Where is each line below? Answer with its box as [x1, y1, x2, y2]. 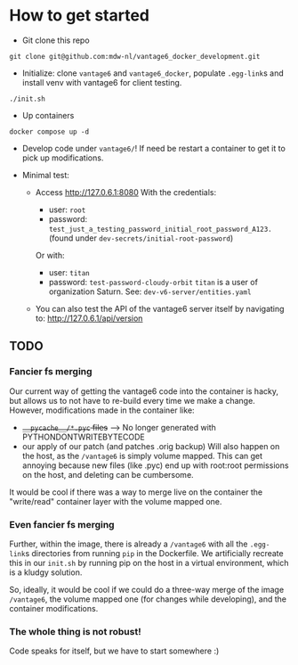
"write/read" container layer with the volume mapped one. [9, 496, 222, 506]
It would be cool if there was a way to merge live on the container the [9, 487, 263, 497]
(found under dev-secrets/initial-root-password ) [48, 233, 234, 243]
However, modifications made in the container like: [9, 405, 195, 415]
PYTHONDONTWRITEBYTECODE [21, 431, 145, 442]
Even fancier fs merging [9, 518, 115, 530]
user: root [48, 204, 86, 215]
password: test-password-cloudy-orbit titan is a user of [48, 276, 258, 287]
